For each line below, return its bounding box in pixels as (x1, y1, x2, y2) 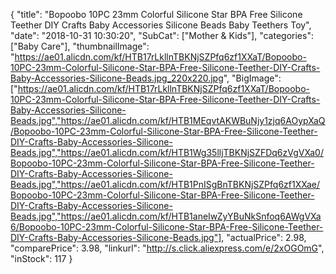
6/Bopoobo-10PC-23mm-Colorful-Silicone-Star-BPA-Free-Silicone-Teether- (10, 221, 324, 233)
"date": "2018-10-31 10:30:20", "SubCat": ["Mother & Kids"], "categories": (10, 30, 314, 41)
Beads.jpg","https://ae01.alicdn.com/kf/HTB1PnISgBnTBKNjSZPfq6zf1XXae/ (10, 179, 321, 190)
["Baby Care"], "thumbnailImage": (10, 40, 150, 52)
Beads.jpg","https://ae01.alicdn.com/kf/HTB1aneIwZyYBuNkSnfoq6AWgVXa (10, 210, 322, 222)
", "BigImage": (223, 72, 282, 84)
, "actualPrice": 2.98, (221, 232, 307, 243)
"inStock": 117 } (10, 253, 73, 264)
